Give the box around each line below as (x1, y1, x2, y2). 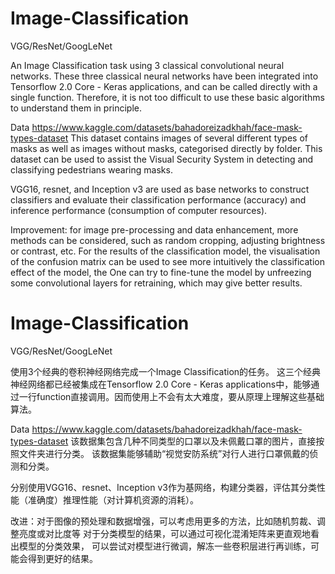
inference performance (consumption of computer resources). (10, 204, 268, 216)
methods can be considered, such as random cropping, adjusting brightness (10, 234, 326, 246)
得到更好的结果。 (27, 552, 98, 564)
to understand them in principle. (10, 102, 143, 114)
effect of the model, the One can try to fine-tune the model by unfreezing (10, 266, 312, 278)
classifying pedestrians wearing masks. (10, 163, 173, 176)
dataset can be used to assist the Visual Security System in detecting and (10, 153, 314, 165)
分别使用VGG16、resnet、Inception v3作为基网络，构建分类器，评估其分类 (10, 481, 317, 493)
